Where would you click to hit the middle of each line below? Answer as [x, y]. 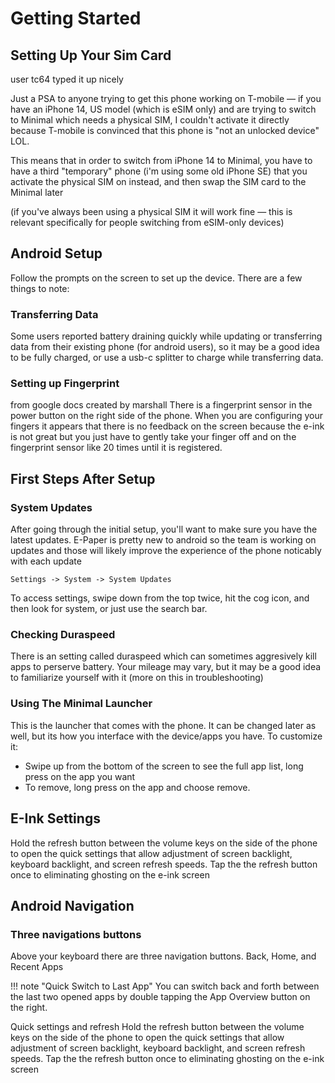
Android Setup [56, 253]
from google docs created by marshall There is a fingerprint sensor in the [161, 405]
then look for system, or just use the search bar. [109, 609]
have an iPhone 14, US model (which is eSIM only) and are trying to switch [163, 109]
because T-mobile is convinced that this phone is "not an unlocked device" [165, 130]
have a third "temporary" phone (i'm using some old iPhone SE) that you [159, 171]
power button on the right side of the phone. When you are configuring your [166, 416]
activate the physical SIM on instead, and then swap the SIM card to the [158, 181]
